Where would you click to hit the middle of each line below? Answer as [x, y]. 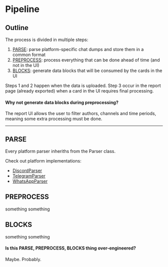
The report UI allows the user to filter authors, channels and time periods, [81, 113]
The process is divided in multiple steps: [47, 39]
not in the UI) [26, 65]
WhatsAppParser [30, 181]
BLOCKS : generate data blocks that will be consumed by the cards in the [87, 70]
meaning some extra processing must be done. [54, 119]
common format [29, 54]
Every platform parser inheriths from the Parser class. [60, 151]
